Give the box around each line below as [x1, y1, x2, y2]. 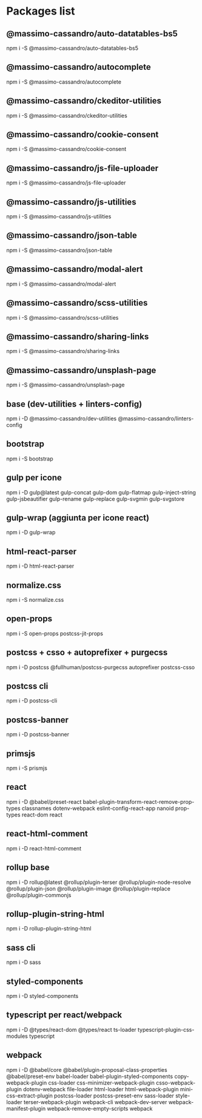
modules [6, 1032, 29, 1040]
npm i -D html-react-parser [6, 562, 75, 570]
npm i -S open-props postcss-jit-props [6, 630, 103, 637]
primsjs [6, 748, 35, 759]
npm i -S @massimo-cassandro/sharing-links [6, 348, 120, 355]
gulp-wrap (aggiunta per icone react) [6, 513, 150, 523]
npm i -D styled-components [6, 992, 79, 999]
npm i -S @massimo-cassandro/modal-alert [6, 280, 116, 288]
